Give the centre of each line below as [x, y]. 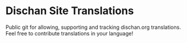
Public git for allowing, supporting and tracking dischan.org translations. [93, 27]
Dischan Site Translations [70, 11]
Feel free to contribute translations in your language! [70, 33]
